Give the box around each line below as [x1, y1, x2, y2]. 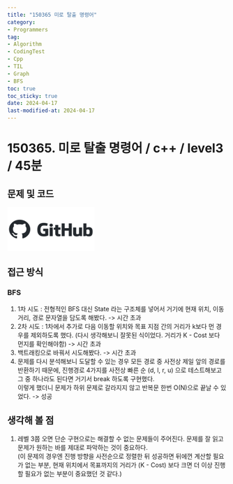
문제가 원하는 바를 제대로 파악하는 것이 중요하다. [17, 443, 148, 451]
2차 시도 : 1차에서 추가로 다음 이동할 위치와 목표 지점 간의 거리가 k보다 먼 [17, 322, 215, 330]
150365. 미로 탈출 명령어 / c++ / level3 [7, 141, 224, 157]
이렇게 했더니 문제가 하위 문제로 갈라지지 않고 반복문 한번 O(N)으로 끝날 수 [17, 383, 219, 392]
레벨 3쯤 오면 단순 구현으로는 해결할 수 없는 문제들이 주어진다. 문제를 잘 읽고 [17, 434, 224, 443]
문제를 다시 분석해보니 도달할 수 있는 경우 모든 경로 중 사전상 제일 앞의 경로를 [17, 357, 226, 365]
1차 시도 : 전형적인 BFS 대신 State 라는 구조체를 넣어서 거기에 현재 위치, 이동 [17, 304, 225, 313]
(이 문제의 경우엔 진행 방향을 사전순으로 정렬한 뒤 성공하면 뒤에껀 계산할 [17, 452, 211, 460]
